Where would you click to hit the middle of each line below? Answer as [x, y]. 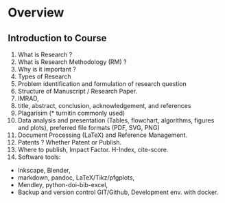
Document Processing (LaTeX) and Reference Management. [103, 135]
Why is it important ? [47, 69]
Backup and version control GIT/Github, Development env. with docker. [118, 192]
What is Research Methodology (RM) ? [72, 62]
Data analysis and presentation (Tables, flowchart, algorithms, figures [116, 120]
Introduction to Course [57, 38]
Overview [36, 13]
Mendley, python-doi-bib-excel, [63, 185]
